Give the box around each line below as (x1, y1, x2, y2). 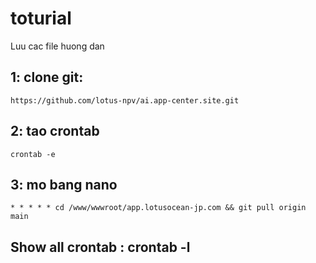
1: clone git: (10, 69, 84, 86)
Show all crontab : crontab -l (10, 238, 191, 256)
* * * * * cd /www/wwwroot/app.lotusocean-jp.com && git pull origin (10, 203, 307, 213)
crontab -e (10, 149, 56, 159)
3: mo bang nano (10, 176, 118, 193)
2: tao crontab (10, 123, 100, 140)
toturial (10, 7, 72, 30)
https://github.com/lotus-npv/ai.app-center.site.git (10, 95, 240, 106)
